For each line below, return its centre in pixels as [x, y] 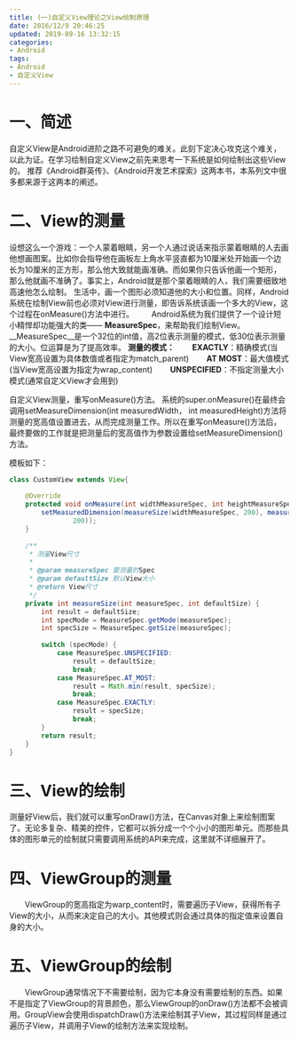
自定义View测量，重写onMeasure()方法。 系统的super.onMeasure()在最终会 [148, 399]
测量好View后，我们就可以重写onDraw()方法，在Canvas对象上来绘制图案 [142, 817]
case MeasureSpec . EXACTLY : [106, 703]
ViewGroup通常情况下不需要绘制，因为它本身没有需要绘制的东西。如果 [154, 993]
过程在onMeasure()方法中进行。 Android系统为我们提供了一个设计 [145, 314]
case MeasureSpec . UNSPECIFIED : [114, 653]
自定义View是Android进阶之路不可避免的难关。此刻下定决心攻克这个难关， [145, 148]
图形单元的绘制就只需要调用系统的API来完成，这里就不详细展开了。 [147, 839]
